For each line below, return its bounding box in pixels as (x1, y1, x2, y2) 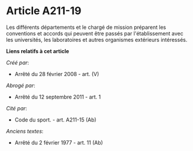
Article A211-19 (6, 4, 82, 18)
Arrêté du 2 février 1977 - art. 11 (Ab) (14, 139, 103, 146)
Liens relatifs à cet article (6, 47, 69, 54)
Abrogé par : (6, 81, 35, 89)
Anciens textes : (6, 127, 44, 134)
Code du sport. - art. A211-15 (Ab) (14, 116, 96, 123)
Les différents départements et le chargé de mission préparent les (6, 24, 167, 31)
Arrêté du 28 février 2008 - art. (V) (14, 70, 99, 77)
